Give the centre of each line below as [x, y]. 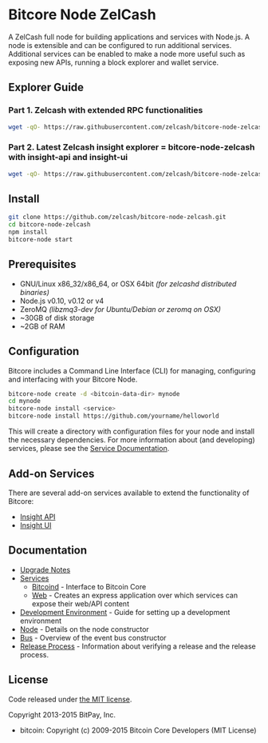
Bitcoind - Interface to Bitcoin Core [89, 586]
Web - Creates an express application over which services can [134, 595]
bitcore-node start [41, 240]
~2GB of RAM [42, 326]
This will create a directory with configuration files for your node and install [132, 431]
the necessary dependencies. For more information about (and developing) [132, 440]
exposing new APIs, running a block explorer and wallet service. [114, 62]
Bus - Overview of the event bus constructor [93, 637]
